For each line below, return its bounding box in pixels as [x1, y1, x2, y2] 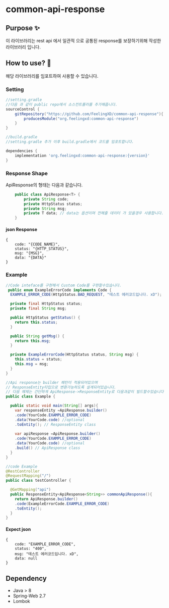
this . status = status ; [15, 357, 62, 362]
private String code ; [24, 196, 69, 201]
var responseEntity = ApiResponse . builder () [15, 408, 108, 413]
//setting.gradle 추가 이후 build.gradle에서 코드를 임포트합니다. [6, 139, 134, 144]
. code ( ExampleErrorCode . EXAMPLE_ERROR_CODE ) [15, 501, 110, 506]
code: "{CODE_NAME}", [15, 242, 60, 247]
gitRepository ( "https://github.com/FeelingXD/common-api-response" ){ [15, 111, 164, 117]
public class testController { [6, 478, 71, 483]
